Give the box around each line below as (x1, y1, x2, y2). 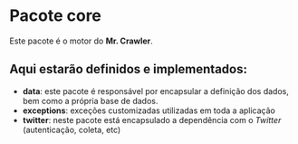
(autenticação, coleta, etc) (22, 124, 121, 135)
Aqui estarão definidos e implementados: (9, 62, 247, 77)
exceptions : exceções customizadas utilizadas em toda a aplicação (22, 105, 276, 116)
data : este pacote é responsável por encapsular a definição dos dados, (22, 85, 290, 96)
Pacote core (9, 5, 102, 26)
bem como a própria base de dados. (22, 95, 159, 106)
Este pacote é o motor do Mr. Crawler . (9, 35, 154, 46)
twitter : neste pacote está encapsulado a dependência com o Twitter (22, 114, 282, 125)
